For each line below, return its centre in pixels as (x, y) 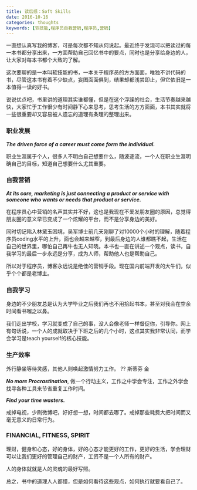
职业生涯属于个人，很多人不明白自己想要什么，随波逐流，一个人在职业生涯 (96, 156)
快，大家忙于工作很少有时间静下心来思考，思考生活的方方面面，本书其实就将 (98, 107)
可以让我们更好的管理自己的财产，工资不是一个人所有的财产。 (81, 456)
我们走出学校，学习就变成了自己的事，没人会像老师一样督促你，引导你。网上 (98, 324)
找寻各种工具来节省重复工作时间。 (47, 388)
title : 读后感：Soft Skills (39, 11)
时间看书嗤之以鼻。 (29, 311)
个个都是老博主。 (32, 273)
